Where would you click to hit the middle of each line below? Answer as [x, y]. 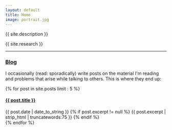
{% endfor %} [20, 122]
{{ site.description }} [27, 34]
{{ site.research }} [24, 44]
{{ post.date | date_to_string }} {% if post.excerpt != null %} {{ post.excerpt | [86, 112]
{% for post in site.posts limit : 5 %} [43, 89]
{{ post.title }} [20, 100]
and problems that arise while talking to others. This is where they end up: [83, 79]
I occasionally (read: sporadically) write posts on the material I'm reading [82, 73]
